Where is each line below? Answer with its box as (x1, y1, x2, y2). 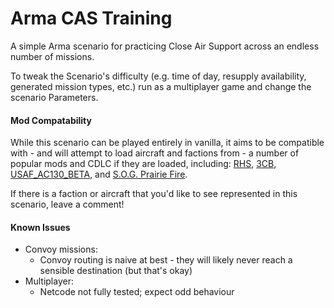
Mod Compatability (10, 114, 92, 126)
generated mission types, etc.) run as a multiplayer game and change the (10, 80, 312, 92)
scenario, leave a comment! (10, 198, 125, 211)
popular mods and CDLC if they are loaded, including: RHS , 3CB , (10, 158, 277, 170)
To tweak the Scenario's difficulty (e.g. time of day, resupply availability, (10, 70, 307, 82)
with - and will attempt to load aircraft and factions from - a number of (10, 147, 300, 159)
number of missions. (10, 50, 95, 62)
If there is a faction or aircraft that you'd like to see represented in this (10, 188, 298, 200)
